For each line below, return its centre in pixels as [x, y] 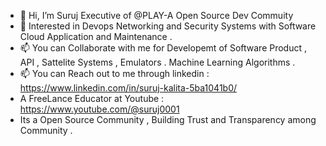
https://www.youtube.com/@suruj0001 [99, 109]
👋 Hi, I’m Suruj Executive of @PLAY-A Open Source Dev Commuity [156, 15]
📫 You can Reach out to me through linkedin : [114, 73]
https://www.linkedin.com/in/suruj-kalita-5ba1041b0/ [128, 88]
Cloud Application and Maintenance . [96, 36]
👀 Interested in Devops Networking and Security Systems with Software [168, 26]
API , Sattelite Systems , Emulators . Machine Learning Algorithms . [157, 62]
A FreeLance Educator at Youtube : [92, 98]
